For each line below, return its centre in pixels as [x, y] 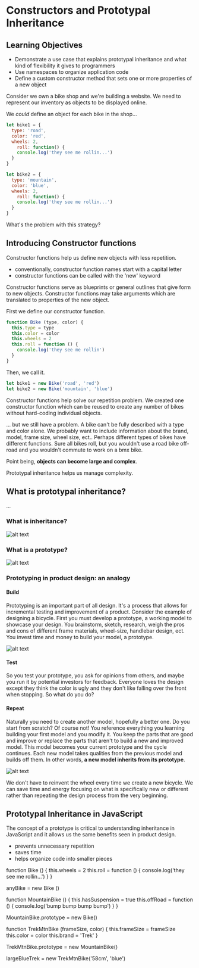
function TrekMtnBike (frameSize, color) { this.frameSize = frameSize [91, 929]
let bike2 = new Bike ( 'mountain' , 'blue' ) [59, 389]
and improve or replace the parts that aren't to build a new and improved [95, 740]
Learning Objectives [45, 45]
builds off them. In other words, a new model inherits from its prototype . [96, 760]
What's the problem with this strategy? [53, 225]
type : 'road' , [29, 130]
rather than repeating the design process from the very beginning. [87, 795]
